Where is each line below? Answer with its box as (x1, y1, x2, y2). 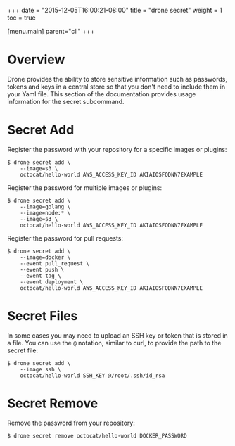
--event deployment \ (20, 278, 83, 286)
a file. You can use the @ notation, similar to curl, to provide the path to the (7, 338, 222, 347)
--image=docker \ (20, 253, 71, 261)
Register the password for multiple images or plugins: (7, 183, 163, 192)
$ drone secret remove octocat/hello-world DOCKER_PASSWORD (7, 432, 188, 439)
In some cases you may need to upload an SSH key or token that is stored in (7, 331, 229, 340)
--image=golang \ (20, 203, 71, 210)
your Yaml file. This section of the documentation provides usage (7, 89, 196, 98)
